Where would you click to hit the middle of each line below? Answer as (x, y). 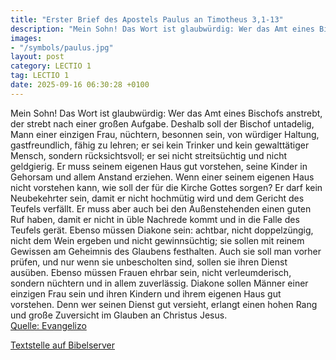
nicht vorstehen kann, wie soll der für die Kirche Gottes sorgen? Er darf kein (166, 187)
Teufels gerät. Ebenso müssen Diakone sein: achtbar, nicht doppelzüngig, (162, 230)
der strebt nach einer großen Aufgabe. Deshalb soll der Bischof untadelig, (162, 123)
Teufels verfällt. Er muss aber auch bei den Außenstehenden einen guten (161, 208)
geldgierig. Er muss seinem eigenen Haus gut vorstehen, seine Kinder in (159, 166)
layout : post (37, 57)
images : (26, 38)
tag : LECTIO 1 (40, 76)
